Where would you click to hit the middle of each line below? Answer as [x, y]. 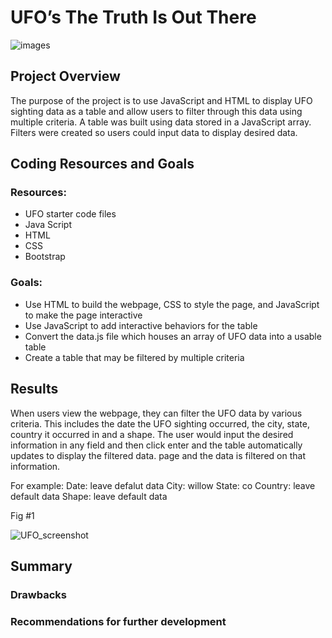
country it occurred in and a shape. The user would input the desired [152, 434]
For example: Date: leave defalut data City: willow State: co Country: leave [163, 485]
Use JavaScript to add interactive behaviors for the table [141, 325]
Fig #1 [22, 515]
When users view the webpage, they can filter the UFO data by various [156, 413]
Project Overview [65, 76]
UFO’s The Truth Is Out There [133, 17]
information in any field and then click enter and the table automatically [156, 445]
